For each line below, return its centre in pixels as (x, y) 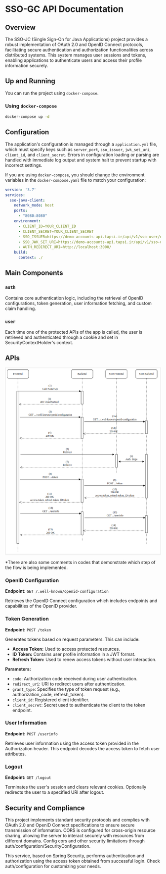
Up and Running (30, 81)
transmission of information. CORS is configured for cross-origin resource (80, 830)
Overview (21, 27)
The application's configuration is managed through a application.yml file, (81, 144)
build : (21, 253)
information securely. (27, 66)
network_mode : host (34, 206)
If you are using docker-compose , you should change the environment (75, 175)
